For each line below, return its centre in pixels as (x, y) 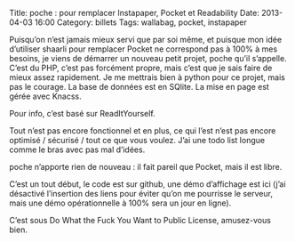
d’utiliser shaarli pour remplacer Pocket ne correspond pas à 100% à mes (144, 49)
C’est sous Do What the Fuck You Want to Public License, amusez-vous (140, 220)
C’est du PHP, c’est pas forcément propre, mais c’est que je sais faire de (141, 68)
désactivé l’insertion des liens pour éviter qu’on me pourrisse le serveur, (141, 194)
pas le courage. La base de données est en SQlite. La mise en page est (139, 87)
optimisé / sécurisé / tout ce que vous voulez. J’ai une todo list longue (137, 140)
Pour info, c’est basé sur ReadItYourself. (82, 113)
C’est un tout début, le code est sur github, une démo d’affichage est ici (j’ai (147, 184)
